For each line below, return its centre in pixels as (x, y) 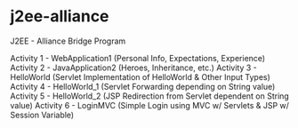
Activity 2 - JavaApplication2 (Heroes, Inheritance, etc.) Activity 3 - (133, 68)
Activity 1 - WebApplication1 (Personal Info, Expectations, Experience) (138, 58)
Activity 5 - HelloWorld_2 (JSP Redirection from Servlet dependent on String (150, 96)
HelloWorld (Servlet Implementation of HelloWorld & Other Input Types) (140, 76)
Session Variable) (42, 115)
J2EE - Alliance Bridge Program (68, 41)
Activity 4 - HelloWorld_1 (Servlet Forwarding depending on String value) (143, 86)
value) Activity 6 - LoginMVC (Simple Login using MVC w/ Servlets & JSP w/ (150, 105)
